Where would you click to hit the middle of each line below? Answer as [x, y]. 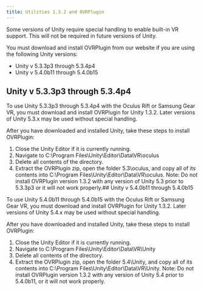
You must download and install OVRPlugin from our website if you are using [101, 47]
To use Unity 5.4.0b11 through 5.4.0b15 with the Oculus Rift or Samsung [96, 200]
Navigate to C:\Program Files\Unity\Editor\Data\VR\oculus [87, 155]
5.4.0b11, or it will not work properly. [60, 281]
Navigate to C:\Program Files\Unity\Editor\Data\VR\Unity [85, 249]
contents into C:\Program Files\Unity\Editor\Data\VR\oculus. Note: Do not [106, 175]
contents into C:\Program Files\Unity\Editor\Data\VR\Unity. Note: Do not [104, 268]
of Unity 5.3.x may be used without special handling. [72, 119]
